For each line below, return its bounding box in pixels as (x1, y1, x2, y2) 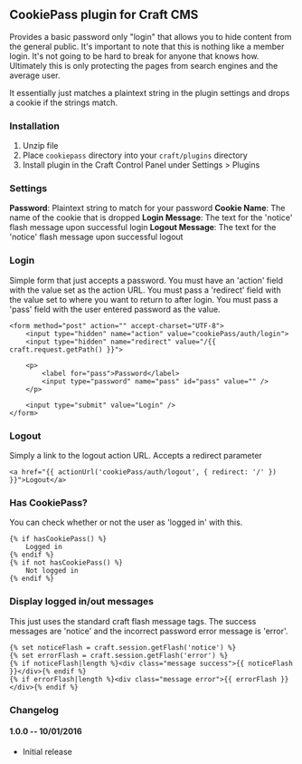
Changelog (9, 703, 59, 716)
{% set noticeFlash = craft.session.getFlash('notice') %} (9, 643, 237, 652)
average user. (9, 70, 61, 81)
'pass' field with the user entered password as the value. (9, 304, 221, 314)
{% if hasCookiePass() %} (9, 535, 107, 544)
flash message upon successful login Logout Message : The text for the (9, 222, 277, 233)
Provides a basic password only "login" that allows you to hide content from (9, 31, 292, 42)
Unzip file (22, 140, 59, 151)
